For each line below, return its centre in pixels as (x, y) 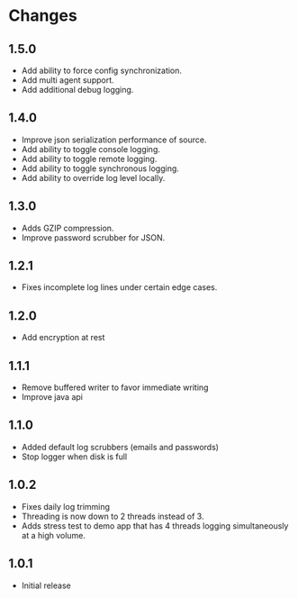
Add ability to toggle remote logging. (89, 159)
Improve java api (52, 397)
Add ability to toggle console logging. (91, 149)
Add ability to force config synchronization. (101, 70)
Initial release (46, 585)
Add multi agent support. (68, 80)
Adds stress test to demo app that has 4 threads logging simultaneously (155, 526)
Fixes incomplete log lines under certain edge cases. (119, 287)
